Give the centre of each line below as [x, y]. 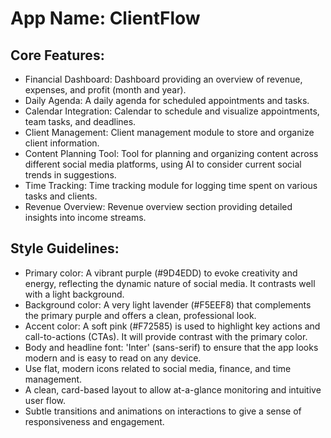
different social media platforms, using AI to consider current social [163, 164]
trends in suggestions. [70, 175]
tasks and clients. [61, 196]
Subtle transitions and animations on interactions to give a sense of [163, 411]
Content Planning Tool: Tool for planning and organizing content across [171, 153]
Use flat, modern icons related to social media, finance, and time [158, 368]
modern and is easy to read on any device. [113, 358]
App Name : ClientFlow [105, 18]
